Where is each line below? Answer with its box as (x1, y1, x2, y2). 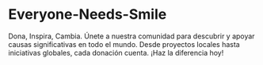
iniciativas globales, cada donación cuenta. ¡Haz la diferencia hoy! (8, 48, 224, 57)
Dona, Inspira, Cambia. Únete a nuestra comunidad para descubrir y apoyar (8, 31, 255, 41)
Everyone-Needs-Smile (8, 5, 167, 23)
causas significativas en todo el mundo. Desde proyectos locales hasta (8, 39, 240, 49)
